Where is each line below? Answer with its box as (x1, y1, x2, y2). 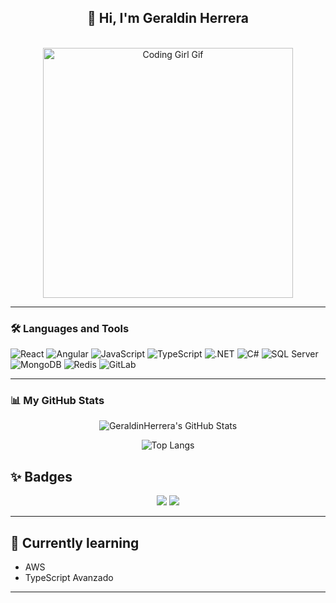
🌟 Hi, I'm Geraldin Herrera (87, 10, 249, 27)
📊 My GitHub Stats (10, 394, 105, 408)
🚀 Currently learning (10, 534, 140, 551)
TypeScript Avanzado (24, 572, 114, 584)
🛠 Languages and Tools (10, 321, 130, 335)
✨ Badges (10, 468, 73, 485)
